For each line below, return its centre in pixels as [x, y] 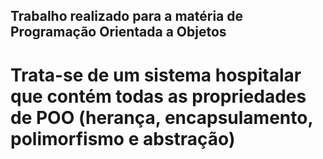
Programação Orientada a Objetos [118, 32]
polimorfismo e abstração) [123, 138]
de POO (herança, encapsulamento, [161, 117]
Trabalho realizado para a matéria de [127, 16]
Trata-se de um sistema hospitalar [156, 75]
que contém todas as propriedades [158, 96]
